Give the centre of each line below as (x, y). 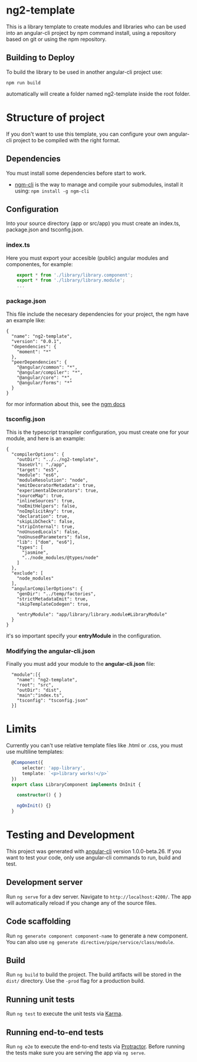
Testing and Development (70, 835)
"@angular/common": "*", (47, 367)
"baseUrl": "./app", (42, 465)
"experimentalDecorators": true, (58, 491)
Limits (22, 729)
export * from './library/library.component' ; (75, 275)
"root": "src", (35, 685)
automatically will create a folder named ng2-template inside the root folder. (98, 94)
